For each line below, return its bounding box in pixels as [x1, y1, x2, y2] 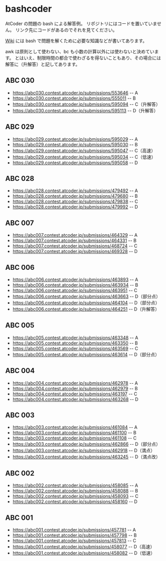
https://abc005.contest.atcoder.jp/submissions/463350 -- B [12, 340, 138, 346]
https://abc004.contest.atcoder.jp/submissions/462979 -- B [12, 385, 138, 391]
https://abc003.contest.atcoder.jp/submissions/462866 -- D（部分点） [12, 441, 161, 447]
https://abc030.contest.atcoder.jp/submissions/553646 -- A [12, 89, 138, 96]
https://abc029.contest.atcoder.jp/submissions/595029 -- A [12, 136, 138, 142]
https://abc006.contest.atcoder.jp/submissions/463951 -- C [12, 288, 138, 293]
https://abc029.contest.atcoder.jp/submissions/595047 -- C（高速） [12, 147, 156, 153]
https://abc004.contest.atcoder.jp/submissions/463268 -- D [12, 396, 139, 402]
